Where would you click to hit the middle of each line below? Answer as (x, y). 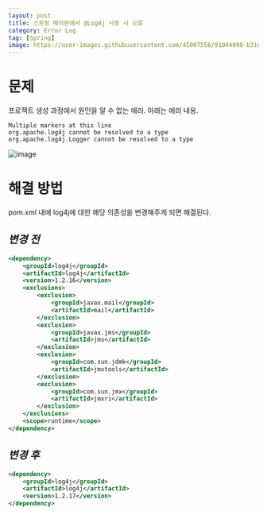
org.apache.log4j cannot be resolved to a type (89, 133)
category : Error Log (43, 30)
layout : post (30, 15)
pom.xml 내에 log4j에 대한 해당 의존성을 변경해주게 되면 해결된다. (110, 212)
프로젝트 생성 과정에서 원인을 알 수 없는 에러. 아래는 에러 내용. (103, 110)
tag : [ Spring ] (32, 38)
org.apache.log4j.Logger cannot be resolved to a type (101, 140)
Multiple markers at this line (60, 126)
